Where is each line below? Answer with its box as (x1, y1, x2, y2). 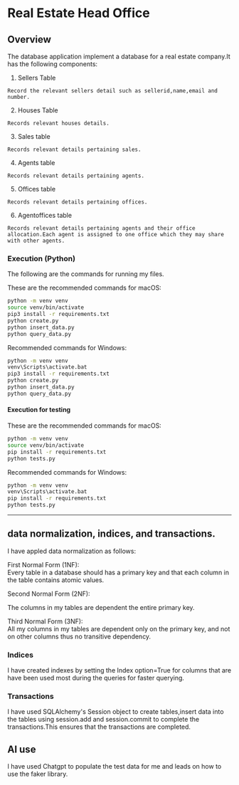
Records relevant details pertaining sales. (7, 146, 142, 153)
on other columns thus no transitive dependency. (7, 632, 152, 641)
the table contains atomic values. (7, 575, 105, 584)
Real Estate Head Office (7, 5, 151, 21)
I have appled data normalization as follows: (7, 547, 137, 555)
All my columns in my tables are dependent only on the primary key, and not (7, 624, 230, 633)
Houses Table (17, 106, 58, 115)
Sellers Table (17, 73, 56, 82)
